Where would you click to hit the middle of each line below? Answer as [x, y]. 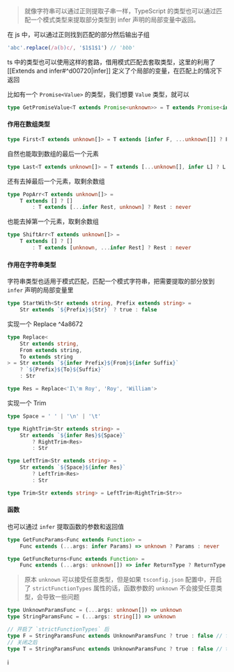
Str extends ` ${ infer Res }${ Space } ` [73, 435]
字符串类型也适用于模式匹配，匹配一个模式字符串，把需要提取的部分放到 [111, 282]
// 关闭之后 [23, 642]
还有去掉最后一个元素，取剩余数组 [56, 181]
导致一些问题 [61, 597]
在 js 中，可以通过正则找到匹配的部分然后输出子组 [78, 35]
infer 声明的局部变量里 [40, 290]
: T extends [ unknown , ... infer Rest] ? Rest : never [112, 248]
